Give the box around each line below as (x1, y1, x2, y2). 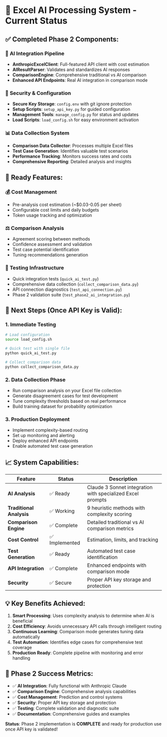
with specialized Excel (86, 490, 139, 497)
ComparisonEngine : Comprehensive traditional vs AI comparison (12, 72, 147, 78)
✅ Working (49, 507, 75, 514)
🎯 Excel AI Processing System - (5, 4, 137, 16)
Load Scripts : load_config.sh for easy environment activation (12, 117, 139, 123)
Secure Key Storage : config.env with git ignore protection (12, 101, 132, 107)
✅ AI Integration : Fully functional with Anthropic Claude (12, 683, 127, 689)
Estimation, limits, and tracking (86, 536, 159, 543)
